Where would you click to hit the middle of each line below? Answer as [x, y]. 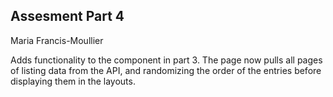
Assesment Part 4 [67, 16]
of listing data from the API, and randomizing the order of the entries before [166, 70]
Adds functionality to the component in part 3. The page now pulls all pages [166, 60]
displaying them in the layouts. [73, 81]
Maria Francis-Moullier [57, 40]
